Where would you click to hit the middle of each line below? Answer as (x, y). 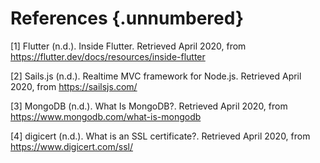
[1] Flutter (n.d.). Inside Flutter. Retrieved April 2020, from (128, 46)
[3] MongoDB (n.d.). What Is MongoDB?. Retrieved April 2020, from (149, 106)
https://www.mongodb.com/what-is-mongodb (106, 116)
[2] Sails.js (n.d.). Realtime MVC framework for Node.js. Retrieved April (156, 76)
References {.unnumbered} (127, 18)
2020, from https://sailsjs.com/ (74, 86)
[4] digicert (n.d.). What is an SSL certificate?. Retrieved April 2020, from (160, 136)
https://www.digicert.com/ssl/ (72, 146)
